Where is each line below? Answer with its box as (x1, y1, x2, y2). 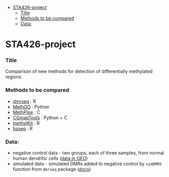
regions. (5, 74, 23, 80)
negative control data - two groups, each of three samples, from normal (12, 150, 164, 156)
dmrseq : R (12, 98, 36, 104)
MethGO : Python (12, 103, 50, 109)
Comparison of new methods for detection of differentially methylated (5, 69, 153, 75)
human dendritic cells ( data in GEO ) (12, 156, 88, 162)
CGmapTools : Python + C (12, 115, 68, 121)
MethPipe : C (12, 109, 40, 115)
